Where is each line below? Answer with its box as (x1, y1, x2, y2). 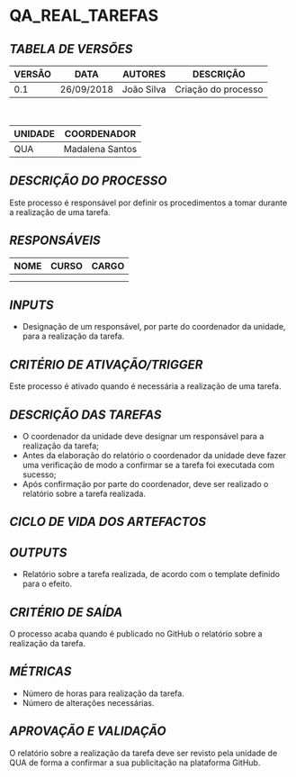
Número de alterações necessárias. (22, 697, 155, 708)
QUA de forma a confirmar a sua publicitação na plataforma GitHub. (9, 757, 261, 768)
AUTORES (122, 68, 166, 80)
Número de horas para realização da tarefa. (22, 688, 184, 699)
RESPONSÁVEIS (9, 233, 101, 248)
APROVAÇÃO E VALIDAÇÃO (9, 724, 166, 739)
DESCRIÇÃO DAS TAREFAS (9, 407, 162, 422)
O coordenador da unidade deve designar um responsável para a (22, 431, 265, 442)
